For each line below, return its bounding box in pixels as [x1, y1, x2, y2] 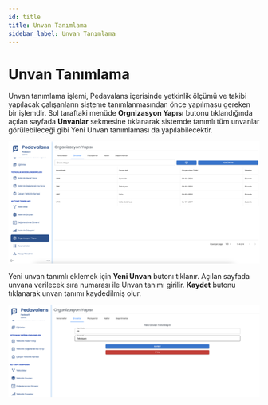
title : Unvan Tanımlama [8, 21, 88, 29]
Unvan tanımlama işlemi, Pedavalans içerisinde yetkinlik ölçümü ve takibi [8, 92, 247, 101]
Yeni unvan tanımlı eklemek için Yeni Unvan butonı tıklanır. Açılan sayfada [8, 271, 250, 281]
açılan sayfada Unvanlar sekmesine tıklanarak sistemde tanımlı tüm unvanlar [8, 116, 260, 127]
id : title [8, 13, 41, 21]
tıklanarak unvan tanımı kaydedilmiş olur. [8, 288, 142, 298]
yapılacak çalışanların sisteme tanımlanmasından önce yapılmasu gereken [8, 100, 251, 109]
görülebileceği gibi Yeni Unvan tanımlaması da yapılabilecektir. [8, 125, 213, 135]
